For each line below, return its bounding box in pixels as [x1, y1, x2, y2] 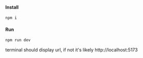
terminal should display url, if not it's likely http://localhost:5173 [5, 47, 138, 53]
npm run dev [5, 38, 31, 43]
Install [5, 4, 19, 10]
